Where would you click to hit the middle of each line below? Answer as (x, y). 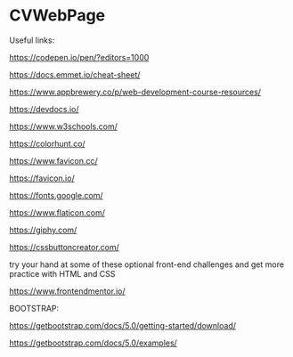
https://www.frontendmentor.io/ (68, 291)
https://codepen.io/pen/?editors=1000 (79, 57)
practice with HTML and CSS (62, 273)
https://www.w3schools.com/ (63, 126)
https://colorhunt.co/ (48, 143)
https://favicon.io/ (42, 178)
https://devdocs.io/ (44, 109)
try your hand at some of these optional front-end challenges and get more (147, 264)
